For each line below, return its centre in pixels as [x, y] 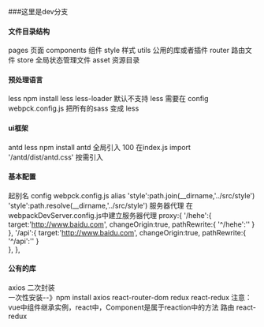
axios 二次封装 [32, 288]
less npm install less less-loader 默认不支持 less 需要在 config [108, 99]
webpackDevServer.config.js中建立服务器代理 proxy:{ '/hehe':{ [110, 215]
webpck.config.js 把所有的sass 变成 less [74, 108]
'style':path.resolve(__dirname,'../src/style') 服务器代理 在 [100, 205]
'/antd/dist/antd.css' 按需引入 [56, 157]
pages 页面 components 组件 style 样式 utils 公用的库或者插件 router [119, 51]
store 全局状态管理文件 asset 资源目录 [78, 60]
